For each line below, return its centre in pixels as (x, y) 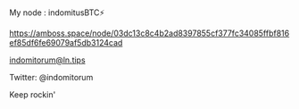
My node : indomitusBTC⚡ (57, 13)
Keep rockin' (33, 95)
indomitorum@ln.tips (48, 60)
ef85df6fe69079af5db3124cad (66, 42)
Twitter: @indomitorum (51, 77)
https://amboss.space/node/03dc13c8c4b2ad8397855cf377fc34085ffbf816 (149, 33)
